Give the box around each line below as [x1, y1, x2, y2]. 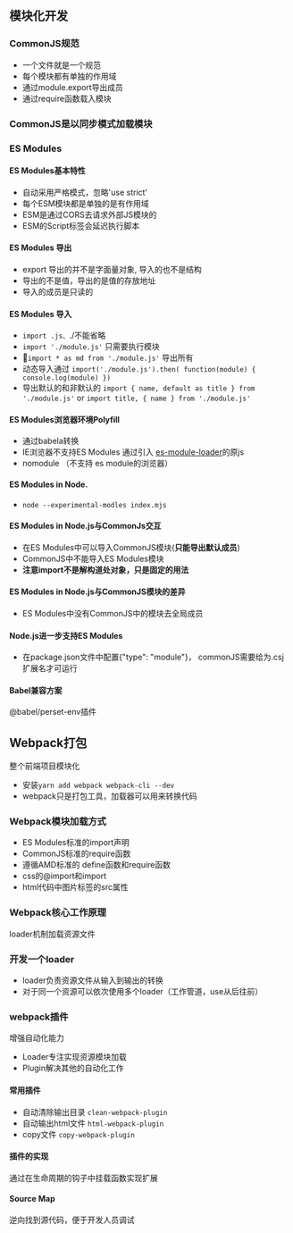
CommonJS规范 [9, 38, 80, 50]
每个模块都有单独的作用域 [21, 71, 117, 81]
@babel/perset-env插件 [9, 707, 96, 717]
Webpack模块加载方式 [9, 816, 107, 828]
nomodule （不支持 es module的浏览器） [21, 458, 172, 469]
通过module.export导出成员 [21, 81, 123, 92]
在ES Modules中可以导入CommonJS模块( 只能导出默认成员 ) [21, 541, 240, 552]
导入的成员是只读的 [21, 286, 94, 297]
